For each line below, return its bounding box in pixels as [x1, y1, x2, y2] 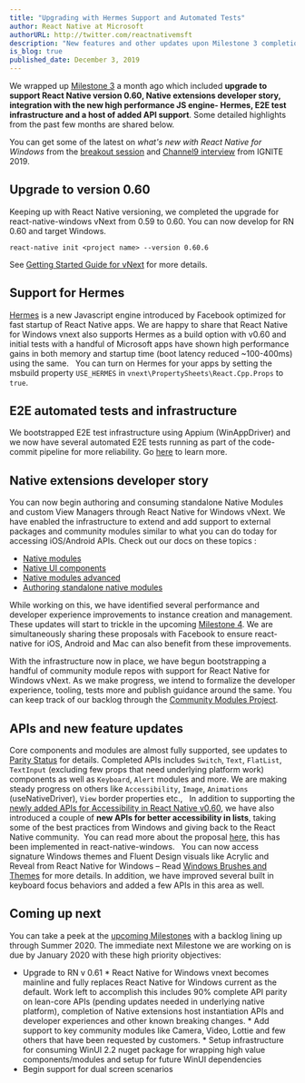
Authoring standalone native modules [22, 582, 163, 593]
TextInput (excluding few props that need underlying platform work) [9, 764, 265, 775]
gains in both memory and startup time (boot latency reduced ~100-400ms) [9, 348, 293, 359]
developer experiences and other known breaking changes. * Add [22, 1015, 270, 1026]
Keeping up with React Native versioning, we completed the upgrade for [9, 206, 280, 217]
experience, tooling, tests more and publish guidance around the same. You [9, 684, 292, 695]
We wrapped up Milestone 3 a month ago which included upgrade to [9, 81, 268, 91]
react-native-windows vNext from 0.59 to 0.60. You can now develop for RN [9, 215, 295, 227]
